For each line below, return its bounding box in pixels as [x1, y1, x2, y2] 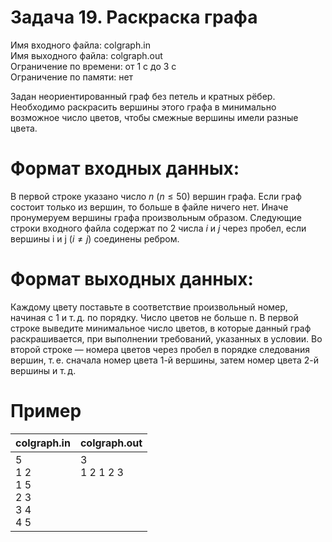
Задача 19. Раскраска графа [10, 6, 258, 29]
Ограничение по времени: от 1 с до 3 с [10, 60, 177, 72]
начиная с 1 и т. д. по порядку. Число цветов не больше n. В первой [10, 311, 299, 323]
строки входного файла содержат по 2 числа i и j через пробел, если [10, 222, 307, 234]
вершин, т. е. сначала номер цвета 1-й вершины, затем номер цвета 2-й [10, 354, 320, 366]
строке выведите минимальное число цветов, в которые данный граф [10, 322, 312, 334]
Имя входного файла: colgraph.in [10, 39, 151, 51]
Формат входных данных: [10, 157, 240, 180]
